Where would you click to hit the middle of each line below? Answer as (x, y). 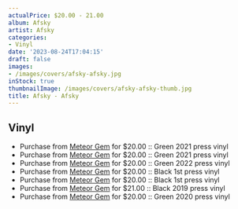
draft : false (30, 60)
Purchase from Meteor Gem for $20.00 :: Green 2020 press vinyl (125, 196)
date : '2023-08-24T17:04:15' (56, 52)
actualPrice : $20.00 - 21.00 (56, 15)
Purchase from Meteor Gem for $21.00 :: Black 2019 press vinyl (123, 189)
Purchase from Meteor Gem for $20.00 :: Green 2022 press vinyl (125, 163)
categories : (28, 37)
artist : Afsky (32, 30)
